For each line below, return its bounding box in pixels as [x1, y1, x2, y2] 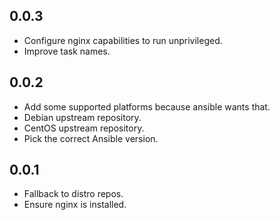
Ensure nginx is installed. [23, 199, 127, 211]
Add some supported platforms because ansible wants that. [23, 100, 271, 113]
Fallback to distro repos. [23, 188, 124, 200]
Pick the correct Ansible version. [23, 132, 159, 144]
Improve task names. [23, 45, 111, 57]
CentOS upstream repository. [23, 122, 145, 134]
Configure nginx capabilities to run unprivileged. [23, 34, 223, 46]
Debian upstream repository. [23, 111, 142, 123]
